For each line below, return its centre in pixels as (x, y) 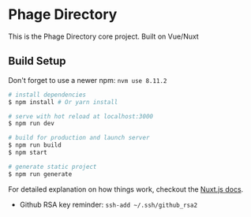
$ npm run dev (32, 124)
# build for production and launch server (79, 138)
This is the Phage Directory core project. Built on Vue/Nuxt (103, 36)
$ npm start (28, 152)
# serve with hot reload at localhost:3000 (81, 116)
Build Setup (37, 61)
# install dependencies (47, 95)
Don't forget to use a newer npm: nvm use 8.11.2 (88, 80)
